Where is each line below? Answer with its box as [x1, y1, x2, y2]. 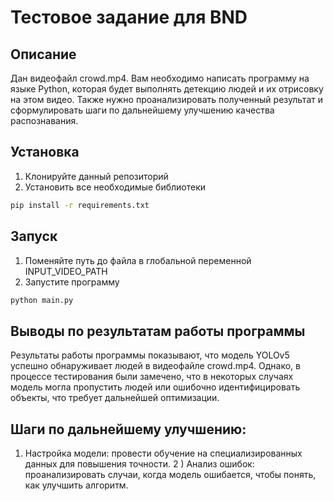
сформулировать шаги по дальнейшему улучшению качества [10, 104, 275, 116]
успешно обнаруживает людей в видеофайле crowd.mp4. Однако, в [10, 360, 301, 372]
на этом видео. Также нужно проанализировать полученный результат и [10, 94, 323, 105]
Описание [10, 46, 77, 63]
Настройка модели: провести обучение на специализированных [24, 447, 303, 459]
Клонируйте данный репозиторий [24, 170, 169, 182]
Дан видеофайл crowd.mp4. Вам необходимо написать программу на [10, 72, 310, 84]
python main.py [10, 295, 74, 305]
